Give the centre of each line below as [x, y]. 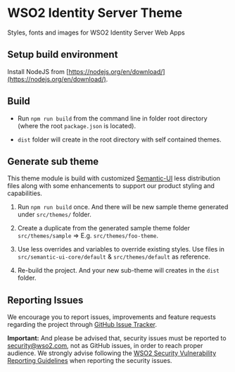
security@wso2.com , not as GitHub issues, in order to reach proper [105, 346]
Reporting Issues [45, 300]
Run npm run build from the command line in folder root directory [112, 118]
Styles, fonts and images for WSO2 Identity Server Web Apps [96, 32]
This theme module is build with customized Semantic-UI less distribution [114, 178]
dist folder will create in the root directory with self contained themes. [119, 139]
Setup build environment [63, 55]
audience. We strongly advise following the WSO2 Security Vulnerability [112, 353]
